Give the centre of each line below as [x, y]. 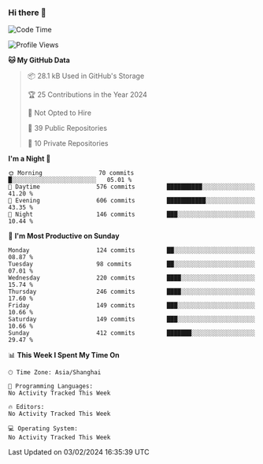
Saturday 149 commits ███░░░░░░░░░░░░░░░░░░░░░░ [132, 319]
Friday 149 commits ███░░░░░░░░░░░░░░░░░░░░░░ [132, 306]
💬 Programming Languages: [50, 386]
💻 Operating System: [43, 429]
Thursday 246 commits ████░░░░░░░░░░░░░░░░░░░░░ [132, 292]
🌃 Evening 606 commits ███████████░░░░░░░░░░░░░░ [132, 201]
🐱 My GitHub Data [39, 60]
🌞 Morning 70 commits [71, 173]
